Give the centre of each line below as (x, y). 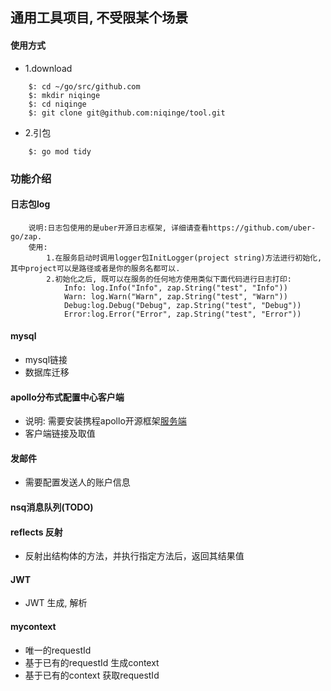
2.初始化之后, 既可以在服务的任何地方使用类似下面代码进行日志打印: (169, 279)
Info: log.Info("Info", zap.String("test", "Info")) (175, 288)
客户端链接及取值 (60, 434)
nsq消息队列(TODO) (52, 507)
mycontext (33, 626)
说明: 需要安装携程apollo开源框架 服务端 (105, 421)
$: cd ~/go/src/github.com (84, 86)
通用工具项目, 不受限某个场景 (99, 18)
